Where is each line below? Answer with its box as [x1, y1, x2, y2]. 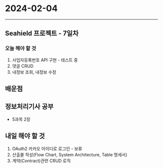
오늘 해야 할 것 [5, 45, 36, 52]
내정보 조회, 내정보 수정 [12, 69, 57, 75]
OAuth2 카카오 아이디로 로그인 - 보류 [12, 146, 82, 152]
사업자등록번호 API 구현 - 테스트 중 [12, 57, 78, 63]
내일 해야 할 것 [5, 132, 45, 140]
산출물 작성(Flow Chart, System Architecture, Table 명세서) [12, 152, 128, 157]
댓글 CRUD [12, 63, 34, 69]
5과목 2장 [12, 116, 31, 122]
